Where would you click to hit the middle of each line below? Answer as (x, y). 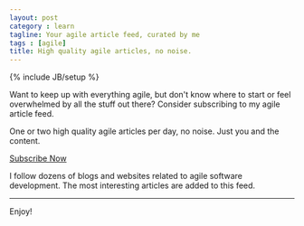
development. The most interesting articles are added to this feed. (133, 185)
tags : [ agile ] (38, 43)
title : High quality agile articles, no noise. (101, 52)
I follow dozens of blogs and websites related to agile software (126, 176)
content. (25, 141)
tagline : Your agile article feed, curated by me (105, 34)
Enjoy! (21, 212)
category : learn (42, 26)
